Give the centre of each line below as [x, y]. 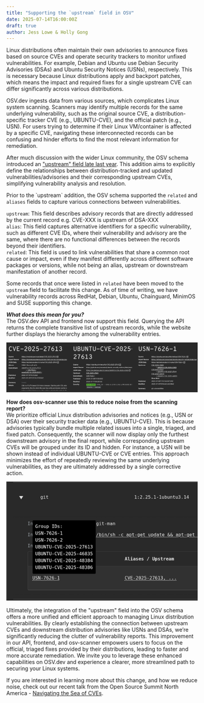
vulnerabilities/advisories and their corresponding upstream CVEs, [89, 177]
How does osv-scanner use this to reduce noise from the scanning [92, 402]
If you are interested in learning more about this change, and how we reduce [102, 680]
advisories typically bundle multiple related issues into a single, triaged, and [101, 428]
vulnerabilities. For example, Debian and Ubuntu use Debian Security [92, 63]
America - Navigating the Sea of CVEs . [55, 693]
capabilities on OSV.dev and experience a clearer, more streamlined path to [100, 662]
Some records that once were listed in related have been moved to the [95, 283]
